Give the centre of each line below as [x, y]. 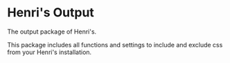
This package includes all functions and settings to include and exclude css [115, 45]
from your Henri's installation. [50, 52]
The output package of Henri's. [52, 32]
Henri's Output [51, 13]
